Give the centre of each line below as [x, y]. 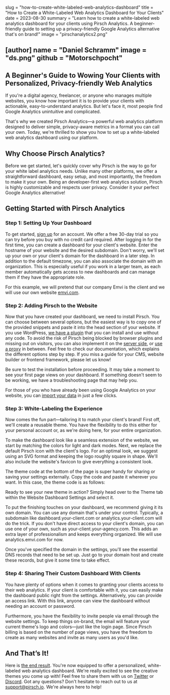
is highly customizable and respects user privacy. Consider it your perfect [82, 188]
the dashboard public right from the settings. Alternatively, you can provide [83, 595]
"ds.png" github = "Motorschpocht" [64, 58]
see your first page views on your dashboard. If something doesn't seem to [84, 375]
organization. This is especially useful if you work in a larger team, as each [83, 266]
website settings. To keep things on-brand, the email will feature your [78, 621]
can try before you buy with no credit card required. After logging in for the [83, 239]
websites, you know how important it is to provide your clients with [75, 101]
